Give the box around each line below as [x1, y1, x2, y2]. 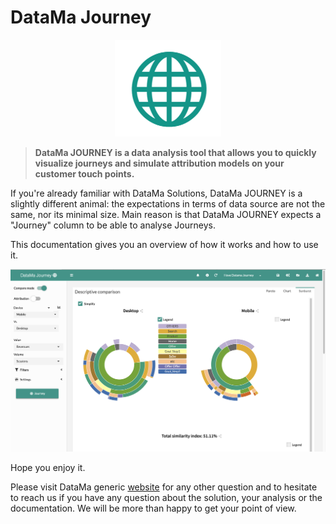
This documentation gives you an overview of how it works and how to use [10, 238, 319, 250]
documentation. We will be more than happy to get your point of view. [10, 502, 297, 514]
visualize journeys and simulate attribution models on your [34, 157, 285, 169]
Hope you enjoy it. [10, 461, 86, 473]
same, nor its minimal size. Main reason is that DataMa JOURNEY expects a [10, 208, 322, 220]
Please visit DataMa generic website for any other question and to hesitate [10, 481, 318, 493]
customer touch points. [34, 167, 135, 180]
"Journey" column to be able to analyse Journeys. [10, 219, 216, 231]
